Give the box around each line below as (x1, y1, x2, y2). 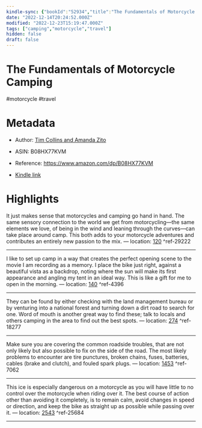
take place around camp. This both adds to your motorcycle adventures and (6, 231, 194, 238)
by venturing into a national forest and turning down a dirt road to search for (6, 304, 195, 311)
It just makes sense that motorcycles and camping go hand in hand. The (6, 212, 185, 219)
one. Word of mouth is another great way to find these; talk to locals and (6, 310, 186, 317)
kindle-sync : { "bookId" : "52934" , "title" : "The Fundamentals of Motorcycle (6, 8, 195, 15)
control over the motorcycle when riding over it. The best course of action (6, 390, 189, 397)
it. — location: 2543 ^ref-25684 (6, 409, 84, 416)
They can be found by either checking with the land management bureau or (6, 298, 194, 305)
